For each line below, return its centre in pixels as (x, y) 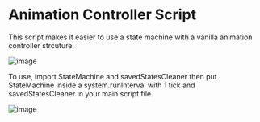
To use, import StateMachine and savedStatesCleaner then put (113, 76)
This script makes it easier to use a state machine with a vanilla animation (130, 37)
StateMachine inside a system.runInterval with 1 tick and (102, 85)
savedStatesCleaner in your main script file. (81, 93)
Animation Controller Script (102, 15)
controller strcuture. (42, 45)
